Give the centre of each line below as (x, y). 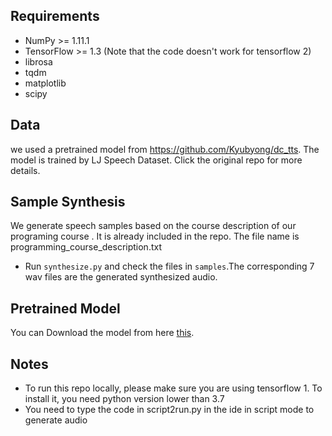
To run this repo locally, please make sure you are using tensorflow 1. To (173, 388)
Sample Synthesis (68, 202)
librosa (38, 61)
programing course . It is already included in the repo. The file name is (155, 236)
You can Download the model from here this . (102, 333)
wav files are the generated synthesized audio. (121, 277)
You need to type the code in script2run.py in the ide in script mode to (169, 410)
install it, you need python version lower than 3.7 (124, 399)
